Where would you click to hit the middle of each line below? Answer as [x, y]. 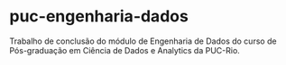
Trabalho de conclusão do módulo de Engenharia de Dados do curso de [143, 41]
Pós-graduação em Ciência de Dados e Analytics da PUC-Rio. [125, 50]
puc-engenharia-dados [99, 16]
